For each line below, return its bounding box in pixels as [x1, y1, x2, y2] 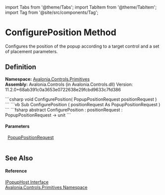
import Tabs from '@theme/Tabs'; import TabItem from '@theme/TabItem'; [5, 4, 157, 10]
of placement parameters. [5, 48, 58, 54]
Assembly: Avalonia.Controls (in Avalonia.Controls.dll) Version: [5, 81, 133, 87]
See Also [5, 154, 33, 163]
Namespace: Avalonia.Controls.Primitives [5, 76, 90, 82]
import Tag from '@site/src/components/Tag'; [5, 9, 99, 15]
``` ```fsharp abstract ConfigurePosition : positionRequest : [5, 107, 123, 113]
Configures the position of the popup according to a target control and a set [5, 43, 160, 49]
